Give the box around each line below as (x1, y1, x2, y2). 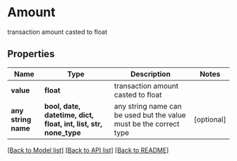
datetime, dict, (44, 110, 94, 120)
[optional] (193, 114, 226, 124)
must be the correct (114, 119, 180, 129)
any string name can (114, 101, 182, 111)
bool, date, (44, 101, 81, 111)
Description (130, 68, 171, 78)
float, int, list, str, (44, 119, 102, 129)
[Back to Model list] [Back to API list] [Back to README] (7, 145, 169, 154)
